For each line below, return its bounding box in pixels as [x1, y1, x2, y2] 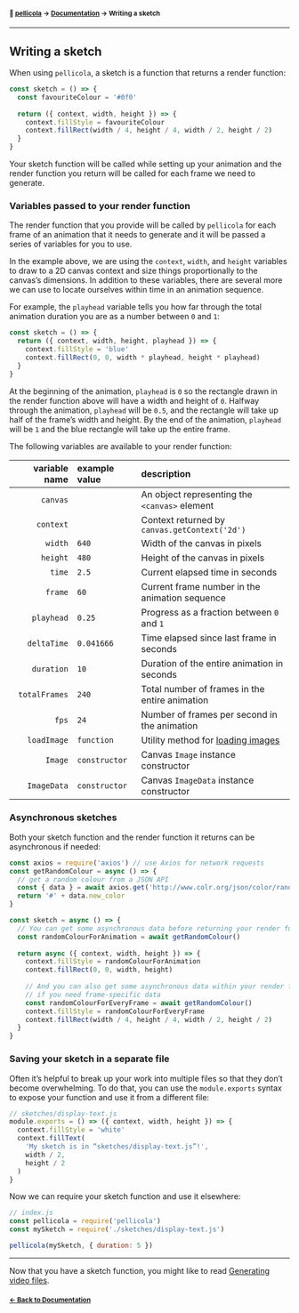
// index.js [9, 1208, 53, 1218]
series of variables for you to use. [9, 238, 133, 250]
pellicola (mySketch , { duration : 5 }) [9, 1241, 153, 1251]
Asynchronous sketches [9, 811, 117, 824]
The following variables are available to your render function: [9, 440, 233, 451]
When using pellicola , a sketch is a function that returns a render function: [9, 68, 287, 78]
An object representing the [141, 487, 253, 500]
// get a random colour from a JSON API [17, 874, 169, 884]
